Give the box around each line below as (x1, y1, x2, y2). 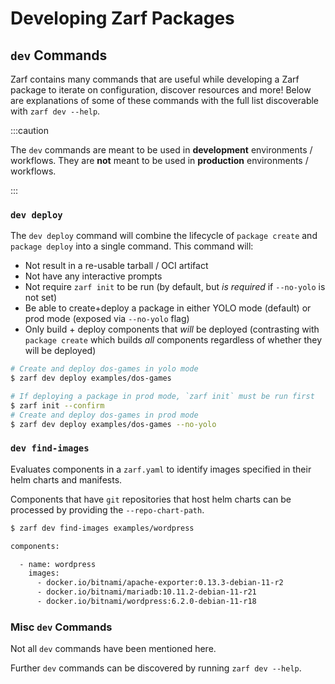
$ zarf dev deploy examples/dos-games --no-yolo (10, 419, 217, 429)
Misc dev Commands (10, 620, 113, 634)
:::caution (10, 125, 50, 136)
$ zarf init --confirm (10, 400, 105, 411)
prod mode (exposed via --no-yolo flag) (24, 313, 190, 325)
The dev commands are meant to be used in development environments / (10, 144, 313, 156)
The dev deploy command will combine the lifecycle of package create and (10, 230, 318, 242)
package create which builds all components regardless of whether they (24, 334, 323, 346)
